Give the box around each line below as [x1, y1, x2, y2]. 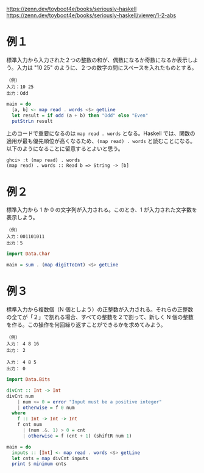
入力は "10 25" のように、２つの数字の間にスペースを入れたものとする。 [16, 64, 197, 71]
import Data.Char [6, 251, 51, 257]
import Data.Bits [6, 376, 51, 383]
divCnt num [6, 393, 34, 399]
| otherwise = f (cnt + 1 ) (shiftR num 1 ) [22, 433, 132, 439]
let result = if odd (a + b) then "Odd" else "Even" [12, 112, 149, 119]
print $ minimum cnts [12, 461, 67, 467]
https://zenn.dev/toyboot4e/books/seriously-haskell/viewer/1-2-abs [6, 12, 177, 19]
